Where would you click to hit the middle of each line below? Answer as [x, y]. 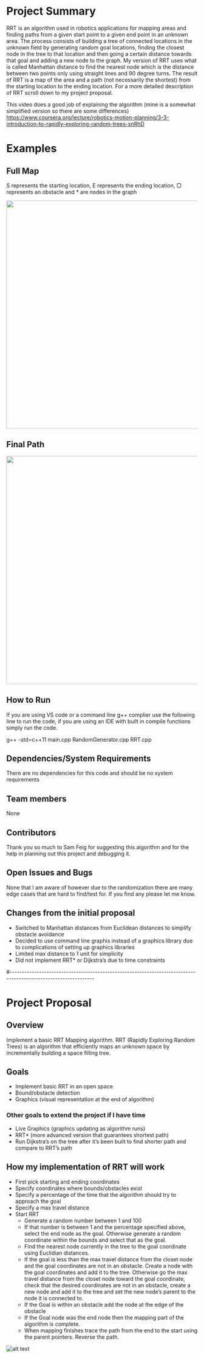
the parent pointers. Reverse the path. [72, 1337]
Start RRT [27, 1214]
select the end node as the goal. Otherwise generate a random [102, 1233]
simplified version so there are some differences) [68, 111]
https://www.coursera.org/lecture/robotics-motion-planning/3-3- [88, 117]
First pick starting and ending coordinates [67, 1182]
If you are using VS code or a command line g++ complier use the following [101, 715]
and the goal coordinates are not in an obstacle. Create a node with [108, 1266]
